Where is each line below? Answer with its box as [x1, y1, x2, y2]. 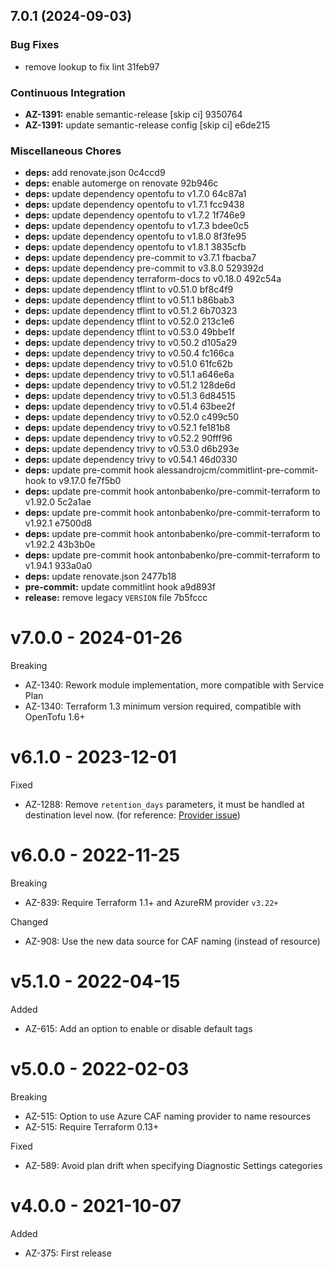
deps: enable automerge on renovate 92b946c [24, 177, 219, 189]
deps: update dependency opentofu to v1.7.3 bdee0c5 [24, 220, 250, 232]
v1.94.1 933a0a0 [24, 560, 93, 572]
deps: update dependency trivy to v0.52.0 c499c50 [24, 411, 240, 423]
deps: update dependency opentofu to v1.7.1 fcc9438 [24, 199, 245, 211]
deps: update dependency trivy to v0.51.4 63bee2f [24, 400, 236, 413]
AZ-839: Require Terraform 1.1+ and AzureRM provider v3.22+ [24, 897, 279, 909]
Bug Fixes [10, 38, 60, 52]
